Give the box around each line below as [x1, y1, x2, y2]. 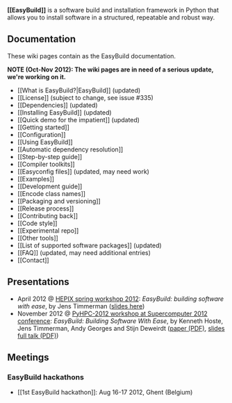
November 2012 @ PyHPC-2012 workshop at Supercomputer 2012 [17, 309, 208, 318]
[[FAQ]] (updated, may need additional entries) [17, 248, 151, 256]
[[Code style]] [17, 219, 58, 227]
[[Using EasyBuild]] [17, 138, 73, 146]
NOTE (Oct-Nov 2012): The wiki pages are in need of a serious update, [7, 65, 214, 74]
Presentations [7, 276, 69, 288]
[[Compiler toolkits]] [17, 160, 75, 168]
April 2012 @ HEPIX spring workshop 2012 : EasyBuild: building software [17, 295, 224, 303]
